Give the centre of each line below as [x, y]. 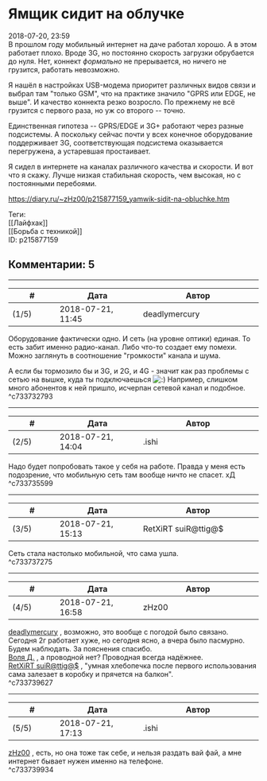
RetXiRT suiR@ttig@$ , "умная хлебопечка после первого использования [132, 666]
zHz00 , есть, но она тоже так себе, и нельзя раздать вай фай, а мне [125, 752]
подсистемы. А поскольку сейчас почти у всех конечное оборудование [130, 134]
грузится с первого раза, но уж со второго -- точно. [97, 110]
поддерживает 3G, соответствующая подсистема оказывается [116, 142]
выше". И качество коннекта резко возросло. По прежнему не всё [122, 102]
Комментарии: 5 [52, 264]
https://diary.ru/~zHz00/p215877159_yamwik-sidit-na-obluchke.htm [119, 199]
